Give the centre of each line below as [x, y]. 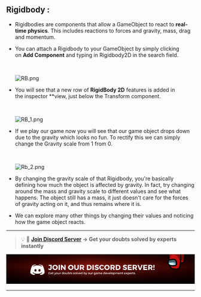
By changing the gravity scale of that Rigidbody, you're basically [94, 178]
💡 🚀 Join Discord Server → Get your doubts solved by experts [99, 239]
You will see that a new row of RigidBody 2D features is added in [95, 90]
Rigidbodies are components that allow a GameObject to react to [95, 24]
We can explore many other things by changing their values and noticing [104, 216]
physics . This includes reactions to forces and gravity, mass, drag [109, 31]
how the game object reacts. [50, 222]
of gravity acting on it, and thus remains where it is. [78, 204]
